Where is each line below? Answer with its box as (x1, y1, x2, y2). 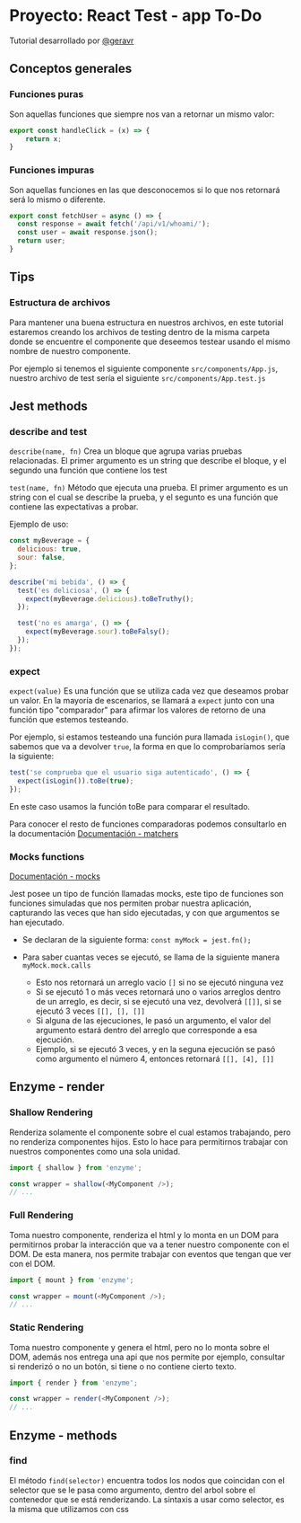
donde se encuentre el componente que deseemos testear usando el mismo (9, 336, 291, 347)
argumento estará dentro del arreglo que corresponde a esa (35, 1025, 258, 1036)
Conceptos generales (9, 61, 133, 76)
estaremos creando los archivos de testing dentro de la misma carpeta (9, 326, 271, 337)
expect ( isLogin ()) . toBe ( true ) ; (17, 776, 134, 785)
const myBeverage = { (9, 536, 90, 545)
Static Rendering (9, 1322, 84, 1334)
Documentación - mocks (9, 871, 101, 881)
